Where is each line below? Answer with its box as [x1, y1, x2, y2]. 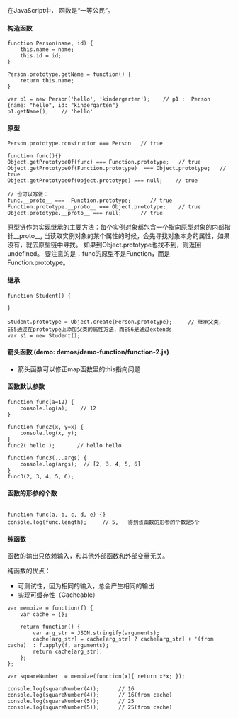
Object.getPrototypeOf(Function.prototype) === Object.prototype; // [7, 165, 227, 172]
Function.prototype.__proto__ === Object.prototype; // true [7, 203, 201, 211]
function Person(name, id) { [7, 40, 93, 47]
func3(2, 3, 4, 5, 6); [7, 473, 74, 481]
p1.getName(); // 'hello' [7, 108, 93, 116]
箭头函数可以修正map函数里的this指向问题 [17, 364, 141, 374]
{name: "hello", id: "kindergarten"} [7, 102, 119, 109]
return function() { [20, 623, 81, 631]
